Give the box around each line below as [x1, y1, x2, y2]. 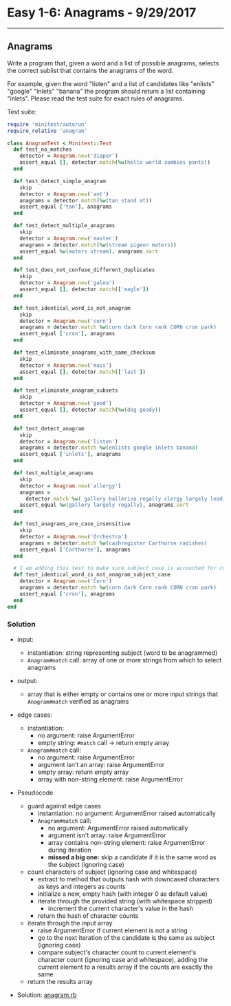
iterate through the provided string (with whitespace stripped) [37, 897, 213, 905]
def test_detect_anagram [13, 425, 85, 432]
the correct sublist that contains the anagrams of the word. [7, 66, 174, 74]
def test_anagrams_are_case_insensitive [13, 521, 131, 527]
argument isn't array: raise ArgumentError [47, 831, 166, 839]
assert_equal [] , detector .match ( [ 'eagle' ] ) [19, 286, 149, 293]
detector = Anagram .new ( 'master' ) [19, 235, 118, 242]
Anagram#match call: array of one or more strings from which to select [27, 656, 222, 664]
